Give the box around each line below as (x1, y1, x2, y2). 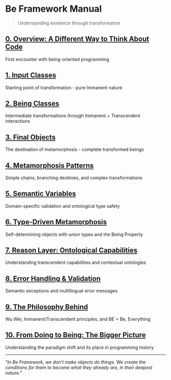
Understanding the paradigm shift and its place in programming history (5, 344, 154, 350)
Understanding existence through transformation (17, 20, 121, 26)
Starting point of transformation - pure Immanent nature (5, 85, 123, 91)
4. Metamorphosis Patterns (5, 161, 94, 170)
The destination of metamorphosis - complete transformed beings (5, 146, 144, 153)
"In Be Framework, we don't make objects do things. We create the (5, 359, 146, 365)
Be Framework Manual (5, 3, 102, 15)
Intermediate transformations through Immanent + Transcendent (5, 113, 141, 119)
